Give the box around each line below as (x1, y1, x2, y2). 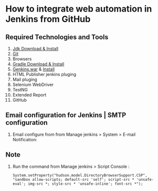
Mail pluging (12, 76, 38, 82)
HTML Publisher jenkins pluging (12, 72, 77, 77)
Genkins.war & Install (12, 66, 55, 72)
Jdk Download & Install (12, 46, 59, 51)
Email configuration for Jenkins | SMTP (5, 111, 126, 119)
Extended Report (12, 92, 47, 98)
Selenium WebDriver (12, 82, 54, 88)
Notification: (12, 136, 37, 142)
